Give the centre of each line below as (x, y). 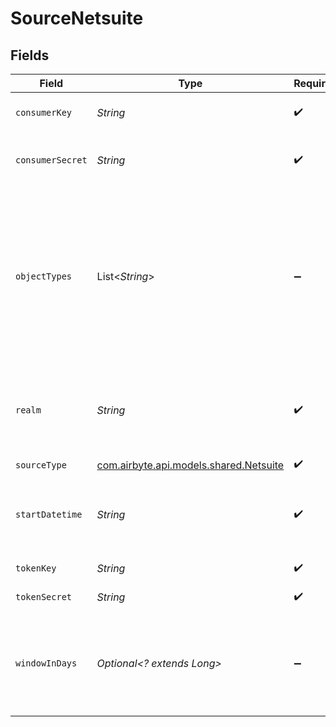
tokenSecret (44, 597)
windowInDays (46, 663)
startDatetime (49, 514)
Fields (30, 55)
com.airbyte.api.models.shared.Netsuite (190, 465)
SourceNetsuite (77, 18)
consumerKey (44, 112)
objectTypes (44, 276)
